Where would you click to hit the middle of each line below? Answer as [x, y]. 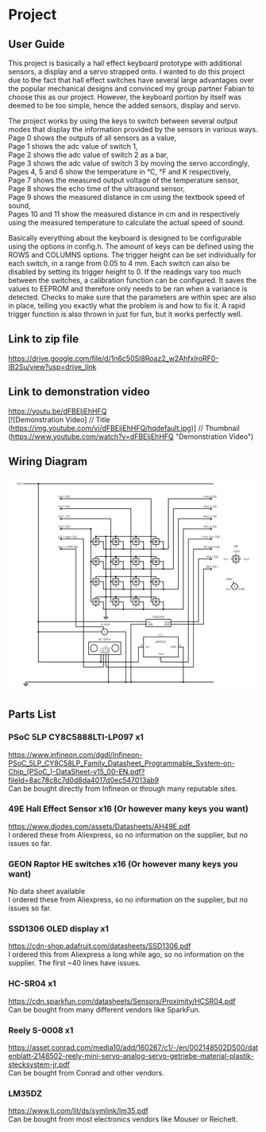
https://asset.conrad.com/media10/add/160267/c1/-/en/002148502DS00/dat [133, 1048]
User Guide [37, 44]
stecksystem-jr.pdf [39, 1064]
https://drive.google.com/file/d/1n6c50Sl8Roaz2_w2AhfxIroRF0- [114, 358]
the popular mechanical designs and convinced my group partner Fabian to [131, 88]
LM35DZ [25, 1093]
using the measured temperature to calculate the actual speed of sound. [126, 222]
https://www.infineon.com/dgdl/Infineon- [75, 754]
